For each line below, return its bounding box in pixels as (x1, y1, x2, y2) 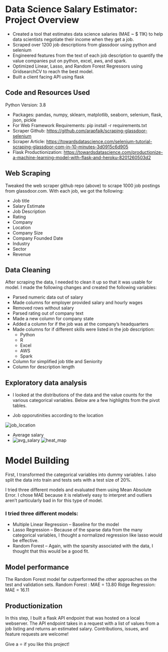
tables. (12, 402, 27, 409)
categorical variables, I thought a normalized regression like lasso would (12, 532, 162, 538)
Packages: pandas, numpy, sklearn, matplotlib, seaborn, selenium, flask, (12, 111, 162, 117)
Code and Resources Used (5, 88, 90, 97)
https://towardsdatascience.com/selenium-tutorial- (46, 138, 152, 144)
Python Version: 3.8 (5, 102, 46, 108)
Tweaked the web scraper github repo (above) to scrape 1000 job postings (5, 183, 160, 189)
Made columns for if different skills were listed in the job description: (12, 326, 155, 332)
